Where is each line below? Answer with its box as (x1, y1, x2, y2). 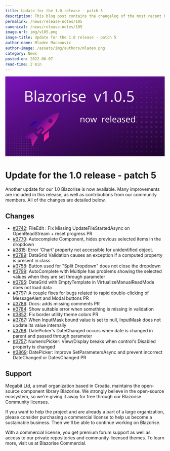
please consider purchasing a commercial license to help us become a (5, 414, 152, 420)
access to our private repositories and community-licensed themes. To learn (5, 434, 164, 441)
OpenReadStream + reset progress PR (12, 231, 93, 237)
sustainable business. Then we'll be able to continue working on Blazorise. (5, 419, 161, 426)
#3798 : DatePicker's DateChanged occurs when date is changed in (12, 328, 153, 334)
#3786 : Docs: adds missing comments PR (12, 301, 100, 307)
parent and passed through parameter (12, 333, 93, 339)
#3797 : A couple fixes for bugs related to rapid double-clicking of (12, 290, 149, 296)
